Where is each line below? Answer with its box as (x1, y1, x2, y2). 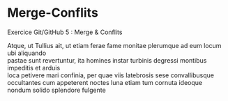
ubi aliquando (7, 49, 47, 57)
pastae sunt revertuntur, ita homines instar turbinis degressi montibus (7, 56, 207, 64)
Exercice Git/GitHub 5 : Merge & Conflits (7, 28, 123, 36)
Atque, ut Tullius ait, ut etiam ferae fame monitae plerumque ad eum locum (7, 41, 222, 49)
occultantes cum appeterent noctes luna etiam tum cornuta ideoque (7, 78, 203, 86)
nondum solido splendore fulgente (7, 86, 106, 94)
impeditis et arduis (7, 63, 61, 72)
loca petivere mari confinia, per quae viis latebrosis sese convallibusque (7, 71, 215, 79)
